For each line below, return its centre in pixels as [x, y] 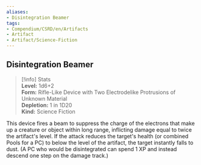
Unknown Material [44, 98]
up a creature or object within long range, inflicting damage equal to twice [99, 130]
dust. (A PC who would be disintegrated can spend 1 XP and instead [92, 149]
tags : [13, 23]
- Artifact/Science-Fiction [42, 40]
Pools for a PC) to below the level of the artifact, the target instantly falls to [100, 143]
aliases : [17, 12]
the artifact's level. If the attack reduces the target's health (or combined [97, 136]
